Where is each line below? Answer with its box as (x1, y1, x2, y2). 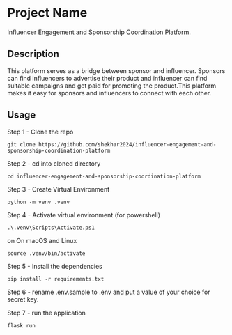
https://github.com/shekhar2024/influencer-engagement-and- (38, 141, 217, 148)
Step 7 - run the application (7, 309, 86, 317)
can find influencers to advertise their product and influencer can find (7, 74, 208, 82)
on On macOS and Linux (7, 236, 77, 244)
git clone (7, 141, 36, 148)
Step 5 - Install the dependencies (7, 262, 103, 270)
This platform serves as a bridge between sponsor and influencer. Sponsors (7, 66, 226, 75)
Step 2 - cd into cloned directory (7, 159, 101, 168)
